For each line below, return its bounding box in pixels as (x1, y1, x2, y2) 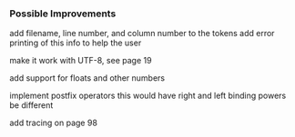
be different (9, 100, 54, 111)
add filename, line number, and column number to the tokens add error (9, 28, 275, 39)
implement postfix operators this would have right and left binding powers (9, 90, 287, 102)
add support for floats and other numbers (9, 73, 166, 83)
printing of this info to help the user (9, 37, 142, 48)
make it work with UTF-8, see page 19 (9, 55, 152, 66)
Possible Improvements (9, 7, 117, 20)
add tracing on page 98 (9, 117, 98, 129)
